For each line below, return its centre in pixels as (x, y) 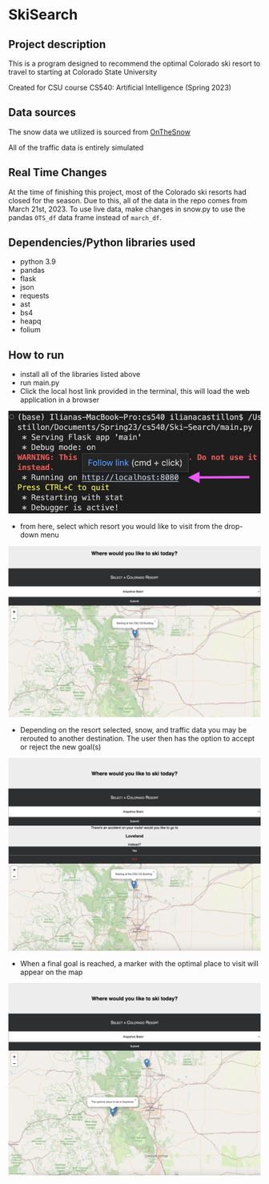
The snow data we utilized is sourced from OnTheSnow (99, 132)
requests (34, 296)
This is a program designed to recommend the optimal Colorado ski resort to (134, 63)
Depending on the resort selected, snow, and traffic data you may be (133, 729)
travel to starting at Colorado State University (83, 72)
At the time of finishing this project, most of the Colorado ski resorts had (127, 192)
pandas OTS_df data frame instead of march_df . (85, 217)
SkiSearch (43, 15)
